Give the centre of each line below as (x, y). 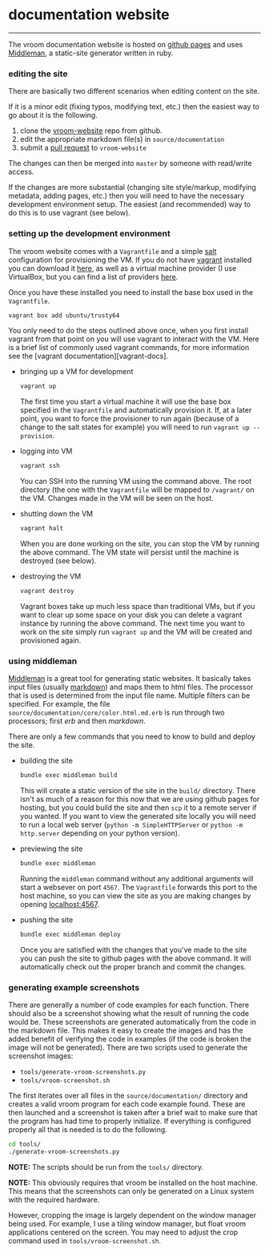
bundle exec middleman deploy (70, 934)
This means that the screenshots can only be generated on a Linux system (131, 1191)
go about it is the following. (53, 115)
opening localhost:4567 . (60, 904)
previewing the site (51, 849)
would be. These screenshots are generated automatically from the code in (132, 1022)
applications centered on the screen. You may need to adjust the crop (123, 1232)
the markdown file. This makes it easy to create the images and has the (126, 1030)
